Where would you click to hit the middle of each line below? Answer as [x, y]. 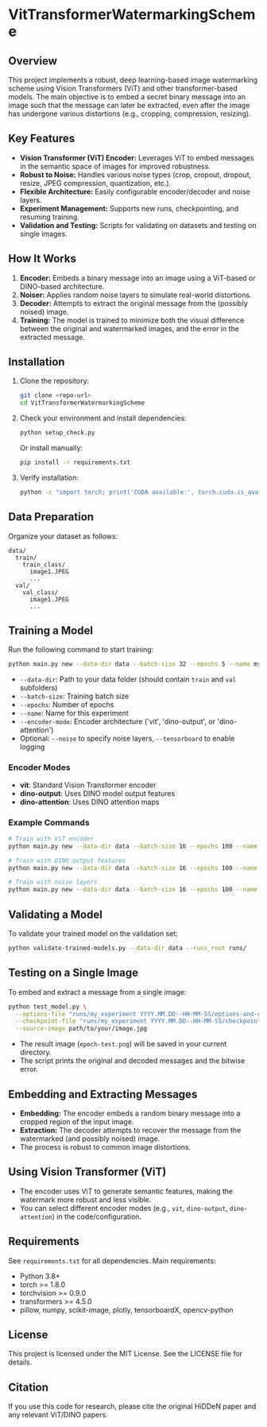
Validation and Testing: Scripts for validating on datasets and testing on [138, 225]
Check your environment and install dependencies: [103, 418]
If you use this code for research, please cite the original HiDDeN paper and [132, 1406]
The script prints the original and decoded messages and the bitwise [132, 1061]
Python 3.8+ [40, 1276]
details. [20, 1362]
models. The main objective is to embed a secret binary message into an [127, 97]
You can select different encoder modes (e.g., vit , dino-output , [124, 1208]
